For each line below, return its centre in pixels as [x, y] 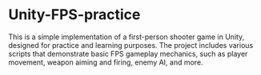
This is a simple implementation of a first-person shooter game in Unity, [126, 37]
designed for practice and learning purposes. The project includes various [131, 45]
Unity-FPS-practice [74, 15]
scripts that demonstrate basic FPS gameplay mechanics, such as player [128, 53]
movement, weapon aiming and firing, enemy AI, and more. [106, 62]
